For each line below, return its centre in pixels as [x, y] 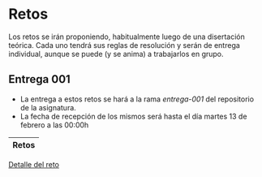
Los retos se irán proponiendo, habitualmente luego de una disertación [127, 37]
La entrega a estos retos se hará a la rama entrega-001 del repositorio [137, 99]
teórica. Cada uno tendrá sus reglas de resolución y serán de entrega [125, 45]
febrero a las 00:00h [54, 125]
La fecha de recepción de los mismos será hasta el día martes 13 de [133, 116]
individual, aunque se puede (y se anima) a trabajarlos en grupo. [116, 54]
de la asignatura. [48, 107]
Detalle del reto [34, 164]
